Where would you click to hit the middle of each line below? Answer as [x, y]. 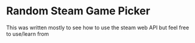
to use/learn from [28, 33]
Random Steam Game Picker [78, 11]
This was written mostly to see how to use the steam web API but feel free [98, 27]
